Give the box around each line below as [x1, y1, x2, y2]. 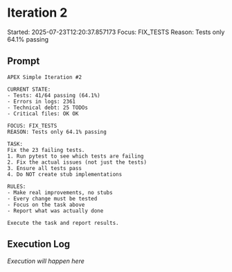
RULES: [7, 182, 26, 190]
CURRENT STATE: [7, 85, 51, 93]
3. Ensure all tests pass [7, 164, 82, 171]
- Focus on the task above [7, 201, 85, 208]
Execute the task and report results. [7, 219, 119, 226]
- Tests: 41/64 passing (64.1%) [7, 92, 100, 99]
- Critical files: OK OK [7, 110, 79, 117]
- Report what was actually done [7, 207, 104, 214]
